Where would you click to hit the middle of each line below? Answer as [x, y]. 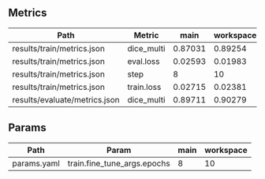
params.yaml [36, 163]
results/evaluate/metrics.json [66, 99]
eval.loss [144, 61]
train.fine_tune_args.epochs [119, 163]
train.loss [144, 87]
